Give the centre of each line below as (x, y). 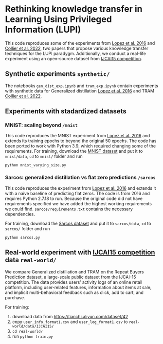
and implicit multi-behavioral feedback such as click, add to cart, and (74, 292)
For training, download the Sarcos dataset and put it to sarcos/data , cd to (78, 223)
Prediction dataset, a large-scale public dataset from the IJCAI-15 (71, 277)
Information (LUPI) (43, 30)
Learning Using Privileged (58, 19)
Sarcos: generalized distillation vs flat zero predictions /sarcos (80, 178)
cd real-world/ (27, 331)
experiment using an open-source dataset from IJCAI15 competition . (74, 58)
